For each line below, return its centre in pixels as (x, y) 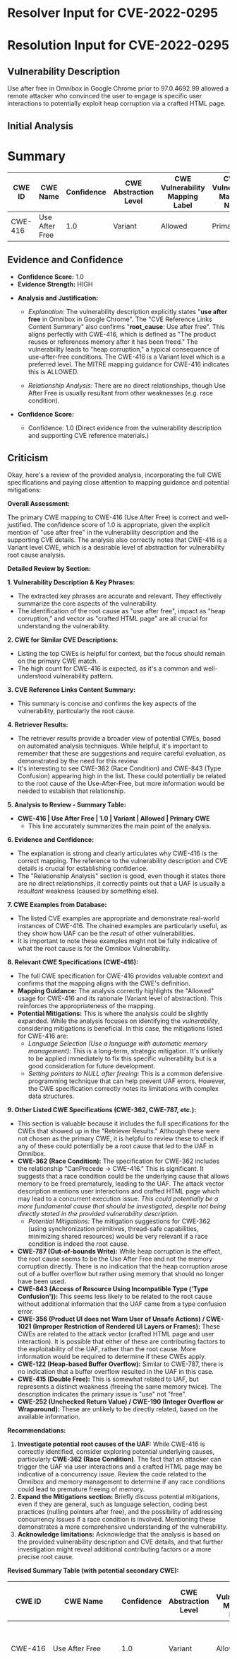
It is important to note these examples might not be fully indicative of (117, 941)
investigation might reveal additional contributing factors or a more (114, 1549)
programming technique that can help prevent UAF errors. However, (127, 1081)
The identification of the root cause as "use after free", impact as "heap (121, 611)
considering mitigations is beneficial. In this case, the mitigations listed (120, 1029)
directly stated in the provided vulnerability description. (98, 1214)
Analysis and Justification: (58, 298)
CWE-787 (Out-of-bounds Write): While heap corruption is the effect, (120, 1252)
